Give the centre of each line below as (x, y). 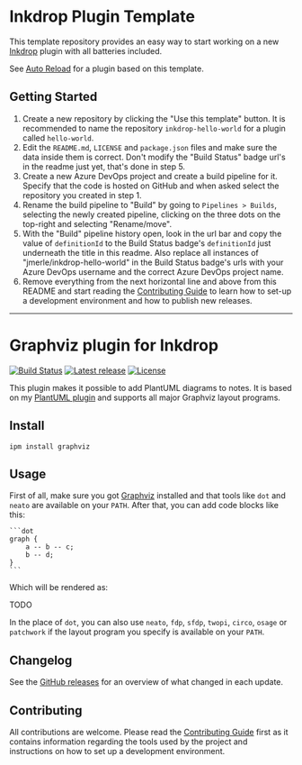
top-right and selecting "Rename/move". (97, 223)
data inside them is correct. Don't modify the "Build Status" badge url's (154, 157)
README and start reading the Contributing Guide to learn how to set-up (157, 291)
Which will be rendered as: (59, 587)
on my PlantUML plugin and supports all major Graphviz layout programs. (145, 397)
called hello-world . (58, 138)
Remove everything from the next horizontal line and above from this (149, 281)
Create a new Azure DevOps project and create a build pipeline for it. (150, 176)
